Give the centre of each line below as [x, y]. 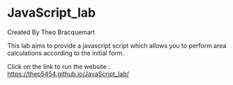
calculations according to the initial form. [66, 53]
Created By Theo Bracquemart [51, 32]
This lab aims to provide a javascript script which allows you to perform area [117, 45]
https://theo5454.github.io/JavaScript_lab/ [68, 74]
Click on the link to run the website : [59, 66]
